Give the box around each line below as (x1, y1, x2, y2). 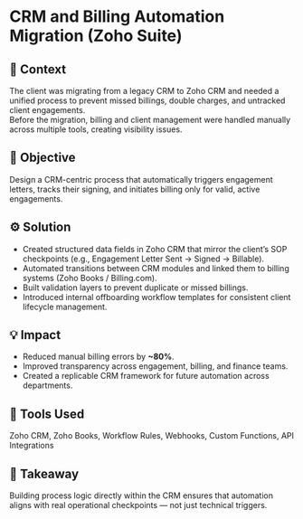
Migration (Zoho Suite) (9, 25, 183, 46)
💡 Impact (9, 327, 62, 343)
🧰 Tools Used (9, 406, 85, 421)
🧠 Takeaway (9, 466, 80, 481)
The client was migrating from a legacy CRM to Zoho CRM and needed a (9, 86, 279, 96)
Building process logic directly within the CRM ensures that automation (9, 490, 274, 501)
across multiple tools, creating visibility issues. (9, 124, 183, 135)
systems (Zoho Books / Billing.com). (22, 272, 157, 283)
